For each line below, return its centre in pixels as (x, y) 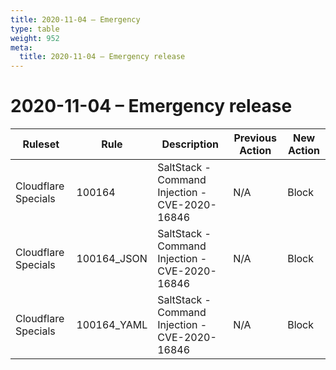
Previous (255, 138)
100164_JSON (112, 259)
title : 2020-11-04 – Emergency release (102, 57)
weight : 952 (35, 38)
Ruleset (41, 144)
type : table (35, 29)
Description (190, 144)
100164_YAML (112, 325)
